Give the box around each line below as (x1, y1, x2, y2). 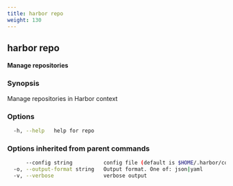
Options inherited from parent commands (7, 143, 150, 153)
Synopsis (7, 79, 40, 89)
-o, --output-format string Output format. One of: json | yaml (13, 166, 203, 173)
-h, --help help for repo (13, 127, 95, 135)
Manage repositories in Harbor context (7, 94, 118, 102)
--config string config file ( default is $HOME (25, 160, 194, 167)
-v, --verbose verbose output (13, 172, 148, 179)
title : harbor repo (7, 10, 64, 17)
